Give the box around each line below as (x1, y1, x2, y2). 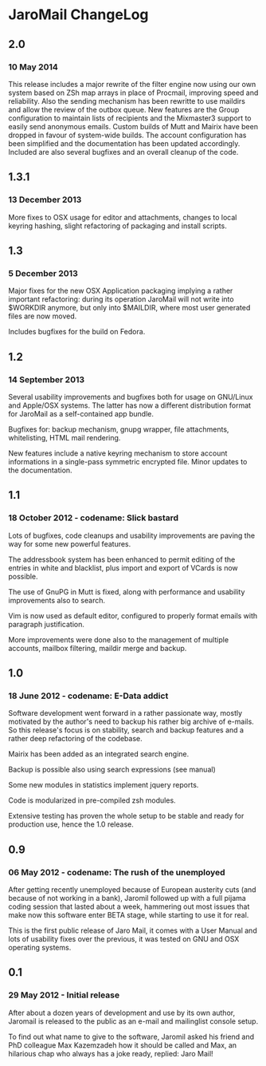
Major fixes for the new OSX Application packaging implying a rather (8, 286, 233, 296)
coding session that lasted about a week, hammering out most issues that (8, 902, 250, 911)
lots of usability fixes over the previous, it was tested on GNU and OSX (8, 934, 240, 943)
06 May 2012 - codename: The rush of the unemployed (8, 867, 225, 878)
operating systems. (8, 943, 72, 952)
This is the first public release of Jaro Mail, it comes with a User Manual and (8, 926, 257, 935)
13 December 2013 (8, 194, 82, 205)
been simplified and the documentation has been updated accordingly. (8, 138, 241, 148)
